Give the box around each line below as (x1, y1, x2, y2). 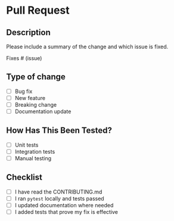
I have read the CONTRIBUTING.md (14, 188, 102, 195)
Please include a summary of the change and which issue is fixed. (6, 43, 169, 50)
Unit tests (14, 141, 39, 148)
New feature (14, 94, 46, 101)
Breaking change (14, 101, 57, 108)
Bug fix (14, 88, 33, 95)
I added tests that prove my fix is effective (14, 208, 118, 216)
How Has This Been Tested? (6, 126, 112, 136)
